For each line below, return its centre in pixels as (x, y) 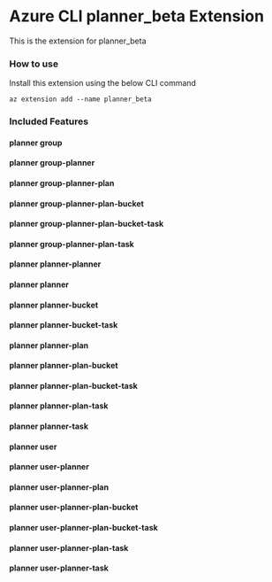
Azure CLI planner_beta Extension (137, 16)
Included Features (49, 121)
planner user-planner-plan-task (69, 547)
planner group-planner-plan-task (72, 244)
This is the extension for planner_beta (78, 41)
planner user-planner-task (59, 568)
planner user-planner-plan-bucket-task (84, 528)
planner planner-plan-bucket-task (74, 385)
